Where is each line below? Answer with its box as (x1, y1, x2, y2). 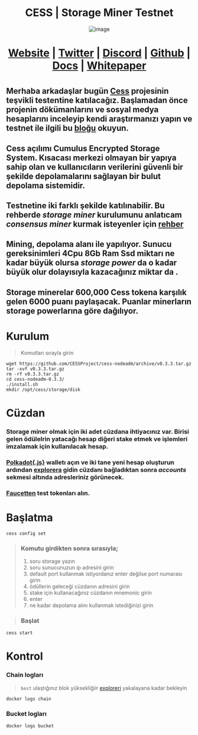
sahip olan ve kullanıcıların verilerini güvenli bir (6, 162, 183, 172)
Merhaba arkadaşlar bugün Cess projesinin (6, 86, 169, 96)
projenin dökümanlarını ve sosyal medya (6, 104, 159, 115)
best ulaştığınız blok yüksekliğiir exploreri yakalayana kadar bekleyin (20, 684, 187, 691)
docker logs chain (6, 696, 51, 702)
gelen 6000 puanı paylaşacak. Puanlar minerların (6, 297, 192, 307)
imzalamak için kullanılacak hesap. (6, 442, 109, 450)
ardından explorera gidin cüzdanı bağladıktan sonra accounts (6, 466, 187, 474)
